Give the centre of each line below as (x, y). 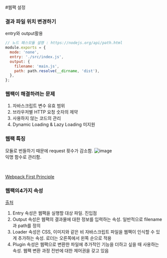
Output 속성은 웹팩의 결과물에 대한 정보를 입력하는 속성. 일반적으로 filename (87, 219)
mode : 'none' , (24, 52)
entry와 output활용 (24, 34)
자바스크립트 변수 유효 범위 (39, 106)
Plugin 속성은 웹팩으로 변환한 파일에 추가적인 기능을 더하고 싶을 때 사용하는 (86, 244)
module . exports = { (26, 48)
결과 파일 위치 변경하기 (31, 22)
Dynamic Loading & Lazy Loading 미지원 (54, 125)
